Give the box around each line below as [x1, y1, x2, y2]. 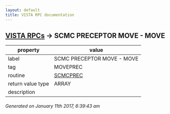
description [8, 88, 35, 96]
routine [8, 72, 25, 79]
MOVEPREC [54, 64, 83, 71]
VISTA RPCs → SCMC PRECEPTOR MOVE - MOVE [5, 31, 165, 40]
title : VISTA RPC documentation [5, 12, 74, 17]
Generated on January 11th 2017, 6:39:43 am [5, 103, 100, 109]
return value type [8, 80, 50, 87]
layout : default [5, 7, 40, 13]
